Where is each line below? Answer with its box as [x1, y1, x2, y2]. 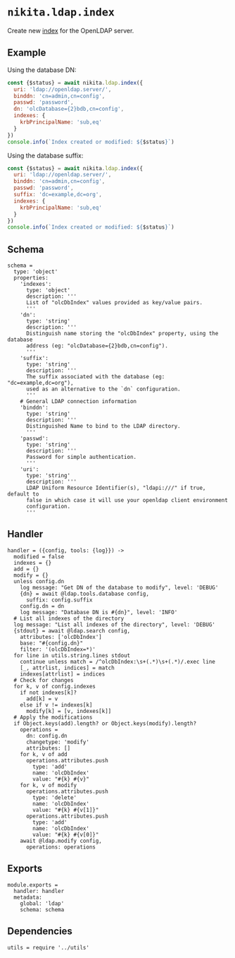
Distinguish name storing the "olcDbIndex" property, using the [25, 330, 219, 337]
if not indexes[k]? [20, 689, 77, 696]
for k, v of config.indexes [13, 683, 96, 690]
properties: [13, 275, 49, 282]
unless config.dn [13, 577, 65, 585]
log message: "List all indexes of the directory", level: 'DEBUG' [13, 621, 216, 628]
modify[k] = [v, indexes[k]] [25, 707, 112, 714]
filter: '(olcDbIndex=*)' [20, 645, 96, 653]
